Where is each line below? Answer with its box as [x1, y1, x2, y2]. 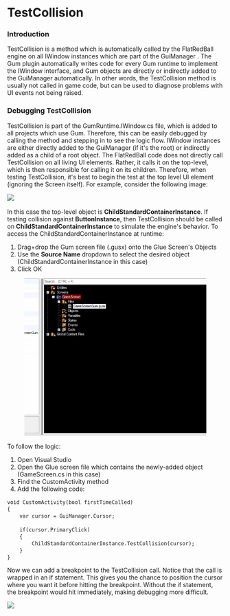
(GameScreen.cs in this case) [16, 470, 101, 478]
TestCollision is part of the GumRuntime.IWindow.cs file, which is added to [7, 122, 218, 130]
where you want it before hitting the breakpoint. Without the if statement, [7, 580, 214, 588]
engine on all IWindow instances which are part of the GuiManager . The [7, 52, 212, 60]
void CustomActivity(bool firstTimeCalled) [7, 498, 134, 506]
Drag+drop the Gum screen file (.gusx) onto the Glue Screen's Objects [16, 243, 217, 251]
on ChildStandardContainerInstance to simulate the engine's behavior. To [7, 222, 218, 230]
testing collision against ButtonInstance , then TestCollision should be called [7, 214, 222, 223]
